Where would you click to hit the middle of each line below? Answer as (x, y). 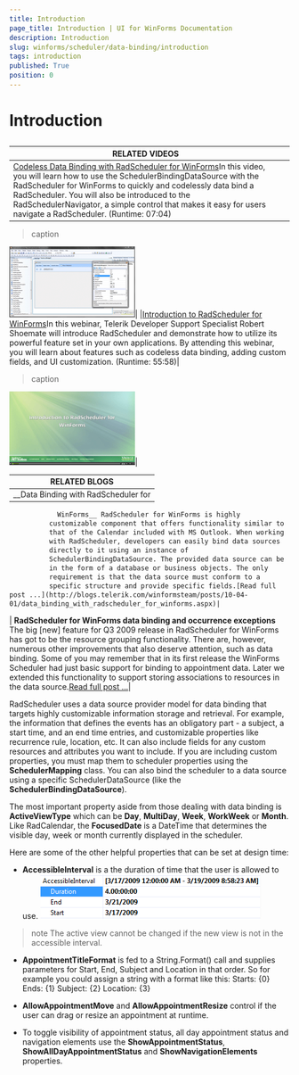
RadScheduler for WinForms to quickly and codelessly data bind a (133, 186)
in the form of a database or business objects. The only (158, 568)
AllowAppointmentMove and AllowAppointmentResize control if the (149, 1005)
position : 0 (31, 76)
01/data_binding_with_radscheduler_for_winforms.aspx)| (115, 604)
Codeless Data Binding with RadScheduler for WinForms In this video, (139, 167)
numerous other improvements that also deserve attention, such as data (141, 649)
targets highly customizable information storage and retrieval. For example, (147, 713)
